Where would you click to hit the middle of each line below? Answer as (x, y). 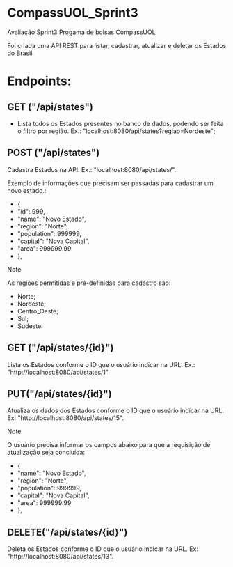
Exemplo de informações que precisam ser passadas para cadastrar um (110, 183)
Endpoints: (39, 81)
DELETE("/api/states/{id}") (67, 532)
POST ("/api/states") (54, 153)
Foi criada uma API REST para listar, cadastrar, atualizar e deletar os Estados (117, 45)
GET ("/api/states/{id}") (61, 348)
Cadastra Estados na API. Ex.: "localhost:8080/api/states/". (92, 169)
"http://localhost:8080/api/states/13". (61, 557)
